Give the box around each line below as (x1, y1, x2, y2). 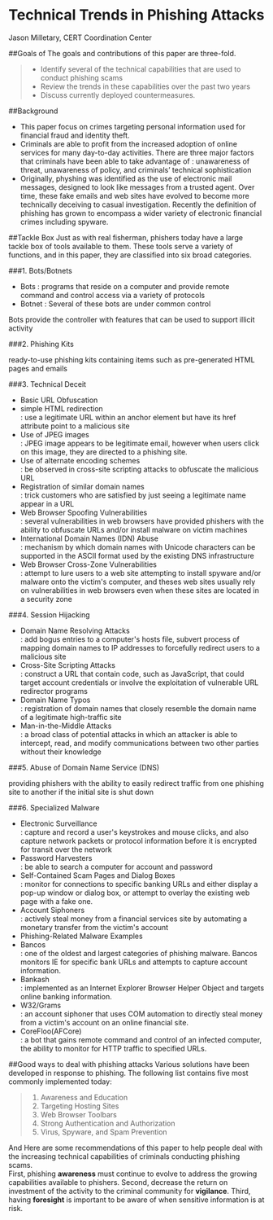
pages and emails (8, 363, 67, 373)
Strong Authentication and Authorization (40, 1118, 176, 1128)
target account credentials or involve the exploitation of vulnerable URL (19, 678, 259, 687)
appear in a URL (19, 498, 75, 508)
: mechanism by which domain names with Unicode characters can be (19, 542, 256, 551)
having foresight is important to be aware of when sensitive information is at (8, 1195, 265, 1205)
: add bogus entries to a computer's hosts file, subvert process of (19, 634, 240, 644)
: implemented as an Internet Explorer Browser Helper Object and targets (19, 983, 265, 993)
